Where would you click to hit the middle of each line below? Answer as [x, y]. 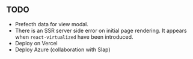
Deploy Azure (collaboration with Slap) [63, 49]
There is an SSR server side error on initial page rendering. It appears [101, 30]
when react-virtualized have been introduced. [74, 37]
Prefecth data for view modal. [51, 24]
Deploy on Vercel [36, 43]
